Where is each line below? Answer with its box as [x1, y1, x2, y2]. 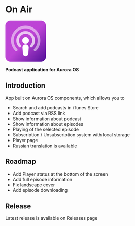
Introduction [5, 81, 46, 90]
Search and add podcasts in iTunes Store [12, 104, 99, 110]
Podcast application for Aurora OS [5, 66, 79, 72]
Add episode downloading [12, 187, 68, 193]
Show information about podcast [12, 116, 81, 122]
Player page [12, 137, 38, 143]
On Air [5, 4, 33, 15]
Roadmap [5, 157, 37, 166]
